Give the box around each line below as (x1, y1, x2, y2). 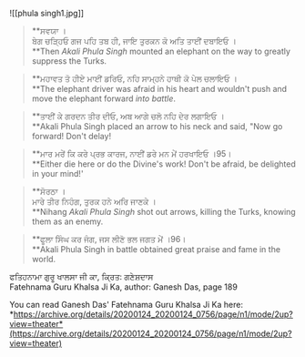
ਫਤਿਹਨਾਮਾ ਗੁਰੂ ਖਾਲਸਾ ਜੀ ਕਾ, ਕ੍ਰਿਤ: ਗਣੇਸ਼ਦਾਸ (9, 271, 154, 281)
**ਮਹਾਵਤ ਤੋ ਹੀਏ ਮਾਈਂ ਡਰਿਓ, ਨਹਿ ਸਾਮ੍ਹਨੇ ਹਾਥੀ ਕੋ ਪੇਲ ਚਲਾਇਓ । (31, 73, 239, 84)
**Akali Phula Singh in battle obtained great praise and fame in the (31, 244, 280, 254)
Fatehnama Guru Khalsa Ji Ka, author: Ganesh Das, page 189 (9, 281, 239, 292)
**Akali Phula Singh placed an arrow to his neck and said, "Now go (31, 121, 283, 131)
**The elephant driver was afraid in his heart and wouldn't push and (31, 84, 288, 94)
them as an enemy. (31, 216, 104, 227)
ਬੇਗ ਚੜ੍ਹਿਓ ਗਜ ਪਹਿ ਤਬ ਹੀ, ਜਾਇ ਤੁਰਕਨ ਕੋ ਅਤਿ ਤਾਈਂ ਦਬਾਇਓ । (31, 36, 237, 46)
